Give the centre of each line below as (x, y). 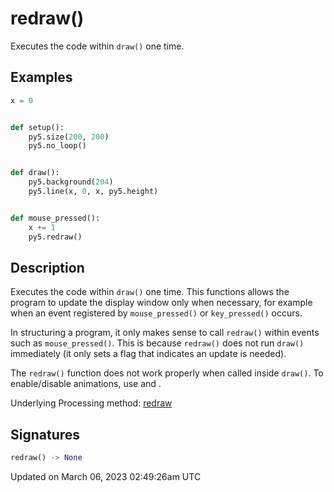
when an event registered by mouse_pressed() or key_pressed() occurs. (156, 313)
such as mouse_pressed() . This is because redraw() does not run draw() (157, 343)
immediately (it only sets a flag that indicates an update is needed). (148, 354)
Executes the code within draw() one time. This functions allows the (150, 292)
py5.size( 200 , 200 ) (69, 137)
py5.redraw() (55, 237)
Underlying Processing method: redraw (91, 403)
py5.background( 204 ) (71, 182)
